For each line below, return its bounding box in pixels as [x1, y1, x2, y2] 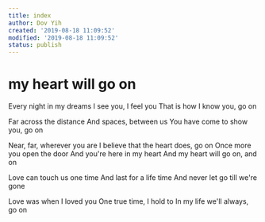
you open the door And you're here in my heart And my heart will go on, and [8, 149, 258, 159]
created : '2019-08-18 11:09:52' [8, 26, 115, 34]
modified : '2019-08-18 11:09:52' [8, 33, 119, 42]
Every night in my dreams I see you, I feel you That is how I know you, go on [8, 101, 257, 111]
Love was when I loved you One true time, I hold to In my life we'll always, [8, 197, 249, 206]
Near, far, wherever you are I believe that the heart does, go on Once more [8, 140, 252, 151]
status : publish [8, 41, 62, 49]
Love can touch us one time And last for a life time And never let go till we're [8, 173, 258, 182]
